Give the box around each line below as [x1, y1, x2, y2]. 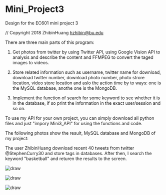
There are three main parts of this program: [5, 39, 94, 45]
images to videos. [12, 59, 49, 65]
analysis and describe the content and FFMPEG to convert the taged [12, 54, 153, 60]
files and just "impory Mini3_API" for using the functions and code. [5, 120, 142, 126]
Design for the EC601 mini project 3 [5, 20, 78, 26]
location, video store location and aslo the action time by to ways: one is [12, 80, 161, 86]
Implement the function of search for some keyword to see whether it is [12, 95, 160, 101]
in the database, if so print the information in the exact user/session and [12, 100, 161, 106]
